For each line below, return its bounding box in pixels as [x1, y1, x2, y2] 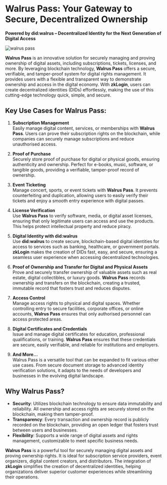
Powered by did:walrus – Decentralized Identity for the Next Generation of [5, 30, 162, 36]
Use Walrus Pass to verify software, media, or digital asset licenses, [12, 212, 153, 218]
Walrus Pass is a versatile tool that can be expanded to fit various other [12, 356, 159, 362]
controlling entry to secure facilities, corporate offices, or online [12, 305, 144, 311]
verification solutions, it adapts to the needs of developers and [12, 367, 141, 373]
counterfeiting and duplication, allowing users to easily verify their [12, 192, 149, 198]
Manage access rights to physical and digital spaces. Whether [12, 300, 141, 306]
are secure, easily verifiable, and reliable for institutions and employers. [12, 341, 160, 347]
